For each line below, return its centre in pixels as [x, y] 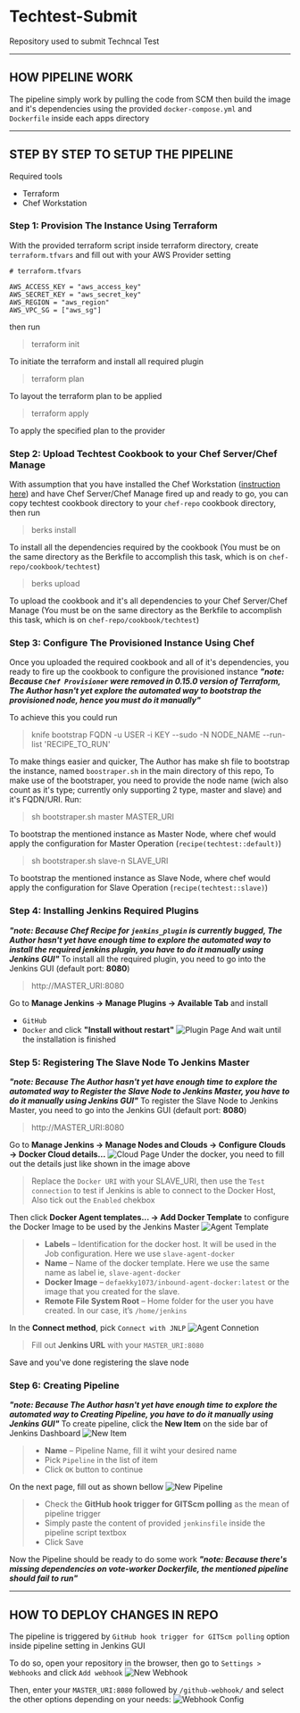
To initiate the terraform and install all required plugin [106, 361]
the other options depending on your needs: [90, 1700]
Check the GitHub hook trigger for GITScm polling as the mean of [167, 1504]
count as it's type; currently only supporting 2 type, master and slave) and [146, 790]
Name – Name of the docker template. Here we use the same [157, 1263]
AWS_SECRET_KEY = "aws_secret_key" [75, 295]
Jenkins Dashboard [45, 1434]
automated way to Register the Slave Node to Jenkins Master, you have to [150, 1092]
